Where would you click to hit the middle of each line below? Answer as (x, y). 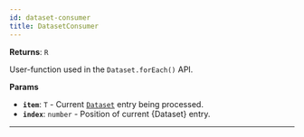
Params (24, 87)
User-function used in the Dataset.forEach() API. (101, 69)
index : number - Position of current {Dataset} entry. (116, 114)
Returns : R (29, 51)
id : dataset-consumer (50, 18)
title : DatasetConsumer (54, 26)
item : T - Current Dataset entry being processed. (113, 104)
